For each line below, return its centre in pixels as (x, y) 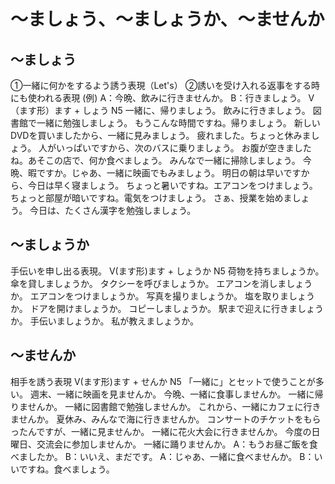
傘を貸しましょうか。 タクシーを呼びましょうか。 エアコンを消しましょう (161, 283)
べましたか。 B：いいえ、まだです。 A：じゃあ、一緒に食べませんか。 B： (162, 456)
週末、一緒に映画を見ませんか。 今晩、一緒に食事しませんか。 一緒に (172, 394)
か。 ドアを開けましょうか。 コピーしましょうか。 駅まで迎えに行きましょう (167, 308)
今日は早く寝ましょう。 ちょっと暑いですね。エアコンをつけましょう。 (172, 185)
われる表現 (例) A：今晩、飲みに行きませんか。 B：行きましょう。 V (175, 98)
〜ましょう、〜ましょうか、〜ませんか (167, 19)
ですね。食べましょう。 (66, 469)
